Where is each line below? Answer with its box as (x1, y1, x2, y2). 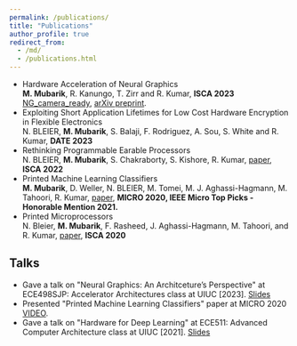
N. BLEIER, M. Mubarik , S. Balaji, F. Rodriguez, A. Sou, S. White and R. (21, 126, 279, 136)
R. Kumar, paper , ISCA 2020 (21, 230, 126, 240)
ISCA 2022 (21, 164, 64, 174)
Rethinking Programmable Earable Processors (21, 145, 191, 156)
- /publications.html (17, 54, 98, 63)
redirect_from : (9, 37, 66, 47)
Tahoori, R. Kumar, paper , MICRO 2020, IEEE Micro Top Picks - (21, 192, 254, 203)
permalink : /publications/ (9, 12, 109, 22)
